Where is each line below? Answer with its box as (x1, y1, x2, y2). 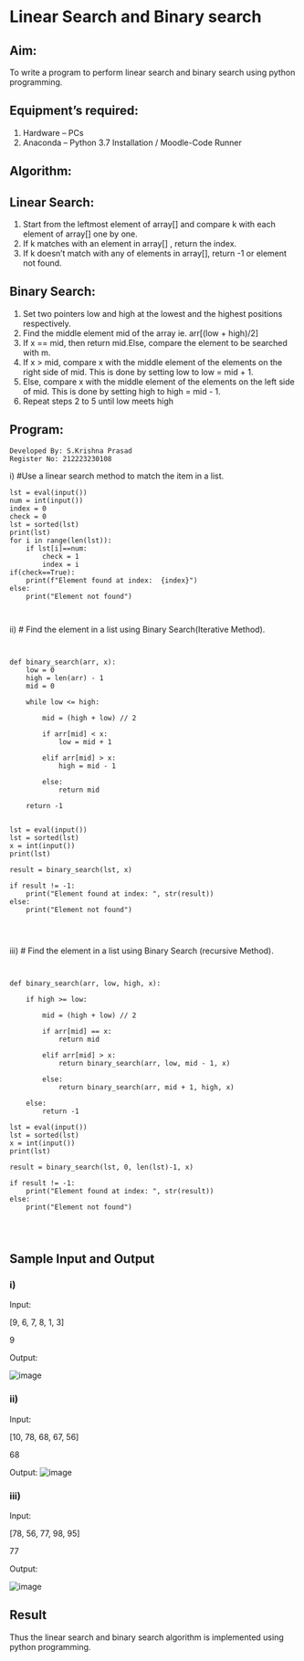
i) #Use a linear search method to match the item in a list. (9, 470, 225, 481)
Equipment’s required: (9, 103, 139, 119)
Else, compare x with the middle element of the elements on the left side (22, 376, 295, 387)
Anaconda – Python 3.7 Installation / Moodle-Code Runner (22, 137, 242, 148)
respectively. (22, 318, 71, 329)
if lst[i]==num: (26, 543, 89, 553)
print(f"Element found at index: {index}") (26, 575, 198, 585)
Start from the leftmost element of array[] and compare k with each (22, 219, 276, 230)
